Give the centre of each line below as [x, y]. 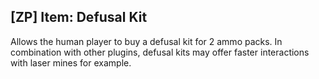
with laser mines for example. [71, 62]
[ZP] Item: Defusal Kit [79, 17]
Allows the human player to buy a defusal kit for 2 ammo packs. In [146, 41]
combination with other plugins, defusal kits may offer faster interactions [160, 52]
